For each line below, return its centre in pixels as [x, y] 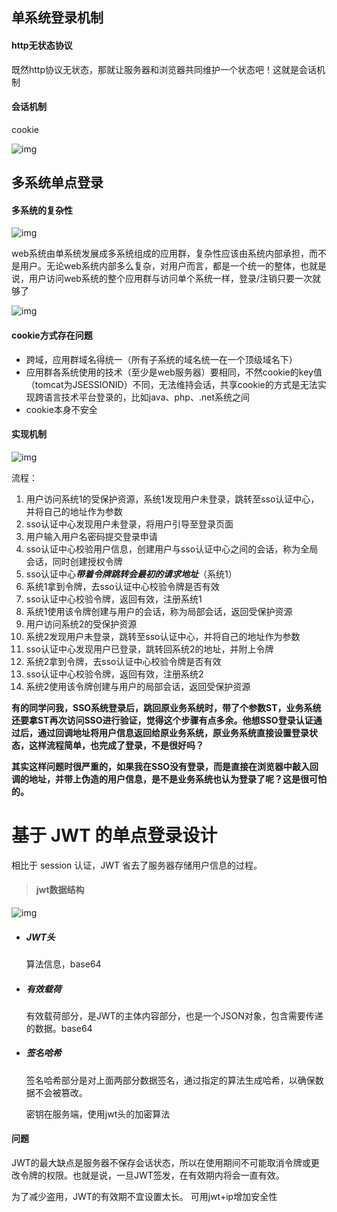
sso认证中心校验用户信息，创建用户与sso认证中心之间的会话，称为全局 [172, 549]
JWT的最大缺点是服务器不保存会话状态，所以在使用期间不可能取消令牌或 [161, 1163]
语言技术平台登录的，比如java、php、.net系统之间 [146, 397]
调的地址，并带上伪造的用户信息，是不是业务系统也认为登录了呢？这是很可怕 [169, 779]
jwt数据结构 [60, 890]
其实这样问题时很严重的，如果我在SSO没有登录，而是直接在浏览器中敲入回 [165, 766]
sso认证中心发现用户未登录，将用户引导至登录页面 [129, 524]
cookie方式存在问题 [52, 335]
